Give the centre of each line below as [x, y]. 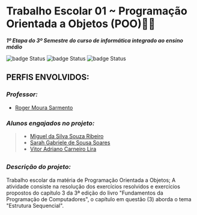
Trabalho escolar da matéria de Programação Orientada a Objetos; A [91, 180]
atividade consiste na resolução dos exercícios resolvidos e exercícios [93, 186]
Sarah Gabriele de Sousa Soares [70, 142]
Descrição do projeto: [38, 167]
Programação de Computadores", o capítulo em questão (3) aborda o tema [99, 199]
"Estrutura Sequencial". [35, 205]
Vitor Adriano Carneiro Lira [63, 149]
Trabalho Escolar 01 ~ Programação [97, 11]
